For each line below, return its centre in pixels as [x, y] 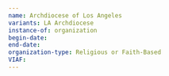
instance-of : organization [53, 30]
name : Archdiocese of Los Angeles [65, 15]
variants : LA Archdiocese [51, 23]
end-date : [25, 45]
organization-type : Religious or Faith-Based [84, 52]
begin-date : [28, 38]
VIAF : [17, 60]
